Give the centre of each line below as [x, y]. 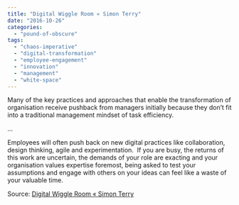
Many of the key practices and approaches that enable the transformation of [119, 100]
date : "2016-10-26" [36, 21]
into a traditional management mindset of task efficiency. [91, 115]
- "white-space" [38, 80]
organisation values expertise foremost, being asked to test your [102, 165]
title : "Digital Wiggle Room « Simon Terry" [74, 14]
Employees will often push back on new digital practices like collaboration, [116, 143]
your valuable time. [36, 180]
